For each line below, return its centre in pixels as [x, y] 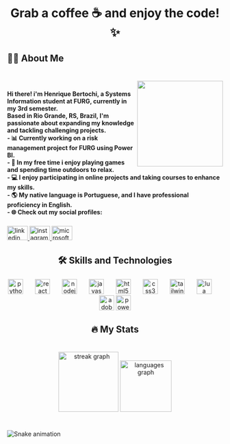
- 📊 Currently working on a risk [52, 138]
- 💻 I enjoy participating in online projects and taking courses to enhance [114, 177]
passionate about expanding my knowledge [71, 123]
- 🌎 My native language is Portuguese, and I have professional [98, 195]
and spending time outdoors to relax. [61, 170]
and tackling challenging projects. [57, 130]
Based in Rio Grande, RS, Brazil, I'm [58, 116]
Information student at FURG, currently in [67, 101]
